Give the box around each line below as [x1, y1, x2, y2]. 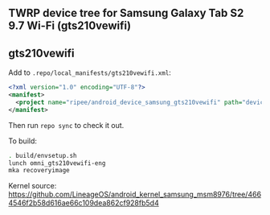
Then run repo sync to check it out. [8, 120, 125, 130]
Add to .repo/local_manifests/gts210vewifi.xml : [8, 68, 171, 77]
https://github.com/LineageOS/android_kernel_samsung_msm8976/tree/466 [8, 189, 262, 200]
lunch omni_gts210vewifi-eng [8, 159, 106, 167]
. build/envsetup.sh [8, 151, 78, 159]
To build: [8, 136, 38, 146]
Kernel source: [8, 181, 57, 191]
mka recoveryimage [8, 167, 70, 175]
